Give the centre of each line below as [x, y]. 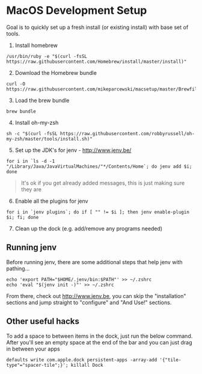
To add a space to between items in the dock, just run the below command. [99, 336]
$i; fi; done [23, 217]
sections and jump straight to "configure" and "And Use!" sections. [89, 302]
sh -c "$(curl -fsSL [32, 133]
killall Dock [87, 365]
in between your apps [33, 349]
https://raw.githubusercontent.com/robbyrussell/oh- [127, 133]
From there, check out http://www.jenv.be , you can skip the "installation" [96, 296]
